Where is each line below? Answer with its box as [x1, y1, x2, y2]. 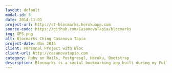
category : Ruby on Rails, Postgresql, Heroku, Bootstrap [5, 55, 130, 61]
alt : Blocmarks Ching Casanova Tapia [5, 36, 86, 42]
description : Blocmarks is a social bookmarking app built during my [5, 60, 157, 65]
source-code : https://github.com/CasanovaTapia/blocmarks [5, 27, 132, 32]
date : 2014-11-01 [5, 17, 42, 22]
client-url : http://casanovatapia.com [5, 50, 88, 56]
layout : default [5, 7, 40, 13]
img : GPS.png [5, 31, 33, 36]
